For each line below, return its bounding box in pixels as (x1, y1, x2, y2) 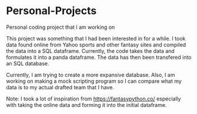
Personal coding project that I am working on (6, 24, 115, 31)
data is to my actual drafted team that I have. (6, 83, 115, 90)
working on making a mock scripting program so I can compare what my (6, 78, 182, 85)
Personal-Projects (6, 4, 97, 18)
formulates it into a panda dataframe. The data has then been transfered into (6, 53, 192, 61)
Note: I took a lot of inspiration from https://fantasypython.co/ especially (6, 95, 181, 102)
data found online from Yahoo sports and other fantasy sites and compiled (6, 41, 186, 48)
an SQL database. (6, 60, 49, 67)
